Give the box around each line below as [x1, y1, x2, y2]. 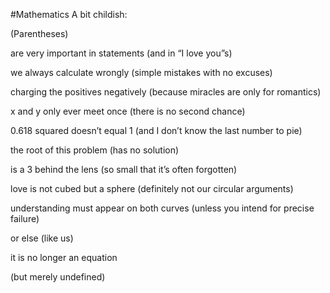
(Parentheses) [10, 28, 69, 39]
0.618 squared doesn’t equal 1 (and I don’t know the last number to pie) [10, 125, 303, 136]
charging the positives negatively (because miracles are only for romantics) [10, 86, 322, 98]
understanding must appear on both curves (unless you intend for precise [10, 202, 315, 214]
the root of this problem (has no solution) [10, 144, 180, 156]
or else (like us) [10, 232, 74, 244]
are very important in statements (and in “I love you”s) [10, 47, 233, 59]
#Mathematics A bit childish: [10, 9, 128, 20]
